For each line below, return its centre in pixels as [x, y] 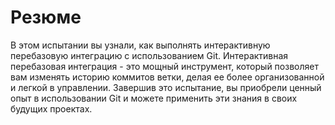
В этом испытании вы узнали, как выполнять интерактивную [140, 45]
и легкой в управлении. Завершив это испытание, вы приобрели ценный [166, 87]
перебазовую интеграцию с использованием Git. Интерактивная [149, 55]
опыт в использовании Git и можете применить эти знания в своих [154, 98]
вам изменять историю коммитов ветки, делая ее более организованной [167, 77]
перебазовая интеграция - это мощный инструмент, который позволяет [164, 66]
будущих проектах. [51, 108]
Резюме [46, 17]
